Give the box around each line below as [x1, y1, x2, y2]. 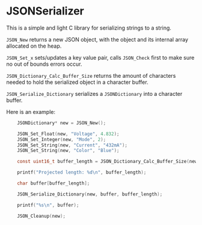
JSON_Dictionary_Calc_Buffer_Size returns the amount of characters [6, 72, 176, 79]
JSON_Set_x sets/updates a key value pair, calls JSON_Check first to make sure [6, 54, 195, 61]
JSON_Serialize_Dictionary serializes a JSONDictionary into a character [6, 90, 183, 97]
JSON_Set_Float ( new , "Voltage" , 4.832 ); [17, 131, 120, 137]
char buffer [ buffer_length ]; [17, 180, 90, 186]
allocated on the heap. [6, 42, 62, 49]
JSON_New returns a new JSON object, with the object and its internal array [6, 36, 188, 43]
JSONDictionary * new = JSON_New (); [17, 119, 106, 126]
